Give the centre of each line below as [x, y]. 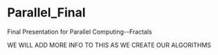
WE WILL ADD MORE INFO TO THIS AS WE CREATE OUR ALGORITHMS [109, 45]
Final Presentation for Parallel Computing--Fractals [80, 32]
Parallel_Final [46, 13]
